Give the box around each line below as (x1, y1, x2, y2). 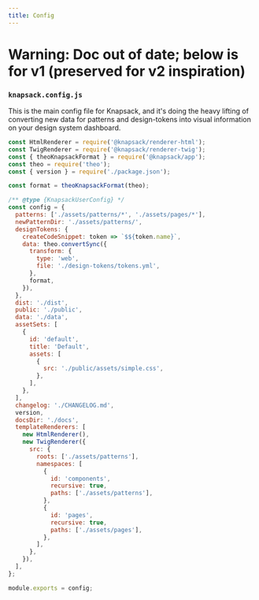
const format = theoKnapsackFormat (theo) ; (8, 182, 150, 190)
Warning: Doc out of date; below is (8, 45, 239, 63)
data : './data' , (15, 313, 68, 322)
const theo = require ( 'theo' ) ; (8, 160, 111, 168)
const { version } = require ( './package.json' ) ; (8, 167, 171, 176)
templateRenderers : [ (15, 423, 87, 431)
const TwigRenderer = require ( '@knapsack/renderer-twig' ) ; (8, 145, 206, 154)
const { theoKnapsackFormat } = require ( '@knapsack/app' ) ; (8, 153, 206, 161)
